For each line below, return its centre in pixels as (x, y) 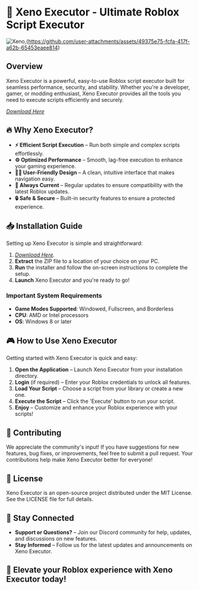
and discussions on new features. (56, 538)
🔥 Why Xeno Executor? (50, 130)
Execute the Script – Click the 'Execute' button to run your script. (95, 401)
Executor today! (36, 580)
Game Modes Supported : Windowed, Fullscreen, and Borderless (94, 309)
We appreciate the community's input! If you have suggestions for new (93, 447)
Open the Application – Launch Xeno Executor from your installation (99, 369)
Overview (25, 66)
